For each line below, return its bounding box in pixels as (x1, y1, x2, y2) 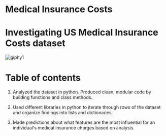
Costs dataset (5, 38, 66, 49)
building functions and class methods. (12, 94, 93, 100)
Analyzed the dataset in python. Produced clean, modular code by (12, 89, 151, 95)
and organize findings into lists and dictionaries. (12, 110, 113, 116)
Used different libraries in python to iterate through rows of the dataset (12, 104, 161, 110)
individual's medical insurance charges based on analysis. (12, 125, 135, 131)
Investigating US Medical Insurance (5, 27, 158, 39)
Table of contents (5, 72, 81, 84)
